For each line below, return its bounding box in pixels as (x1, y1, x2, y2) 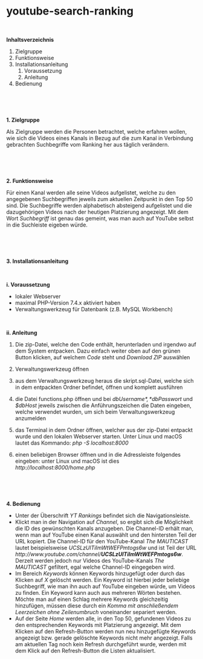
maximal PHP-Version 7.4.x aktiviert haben (14, 299, 121, 306)
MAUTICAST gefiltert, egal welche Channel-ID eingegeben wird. (14, 563, 175, 571)
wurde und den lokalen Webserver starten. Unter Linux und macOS (14, 432, 182, 440)
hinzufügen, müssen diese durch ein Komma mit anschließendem (14, 601, 179, 609)
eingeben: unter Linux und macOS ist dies (14, 457, 120, 465)
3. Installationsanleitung (6, 257, 69, 265)
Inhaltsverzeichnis (6, 36, 54, 43)
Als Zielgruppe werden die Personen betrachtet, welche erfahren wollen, (6, 128, 187, 135)
